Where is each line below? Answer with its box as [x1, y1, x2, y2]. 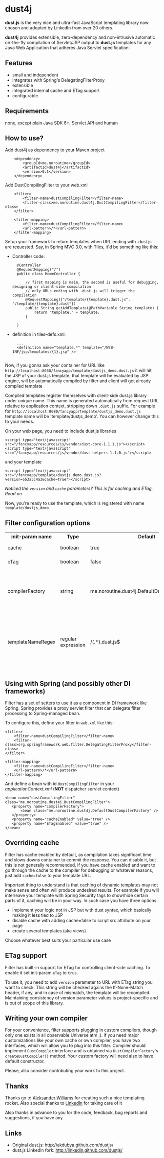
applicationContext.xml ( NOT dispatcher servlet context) [5, 786, 120, 791]
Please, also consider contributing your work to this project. [5, 1068, 125, 1074]
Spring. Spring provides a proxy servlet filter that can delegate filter [5, 705, 141, 711]
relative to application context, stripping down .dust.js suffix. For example [5, 403, 155, 409]
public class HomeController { [17, 272, 81, 277]
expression [60, 642, 86, 648]
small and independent [12, 72, 59, 78]
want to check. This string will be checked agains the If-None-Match [5, 984, 143, 990]
